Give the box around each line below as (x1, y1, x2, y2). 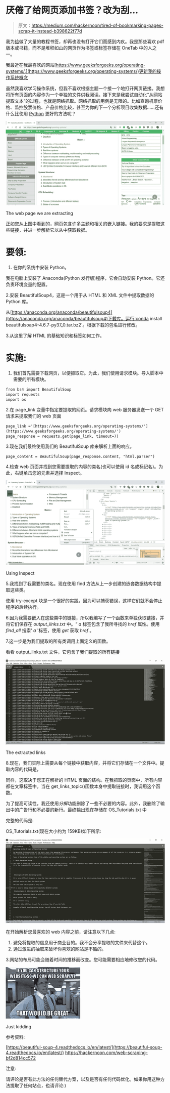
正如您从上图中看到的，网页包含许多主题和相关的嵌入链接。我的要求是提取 (6, 221, 160, 227)
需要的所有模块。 (13, 376, 49, 383)
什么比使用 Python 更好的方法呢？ (6, 110, 76, 116)
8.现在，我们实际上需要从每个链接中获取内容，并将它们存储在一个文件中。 (6, 760, 160, 766)
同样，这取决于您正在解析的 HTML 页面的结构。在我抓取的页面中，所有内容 (6, 777, 162, 783)
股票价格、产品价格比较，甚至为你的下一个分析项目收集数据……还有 (23, 104, 164, 110)
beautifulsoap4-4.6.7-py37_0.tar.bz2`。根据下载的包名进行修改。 (6, 322, 140, 328)
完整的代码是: (6, 818, 34, 824)
